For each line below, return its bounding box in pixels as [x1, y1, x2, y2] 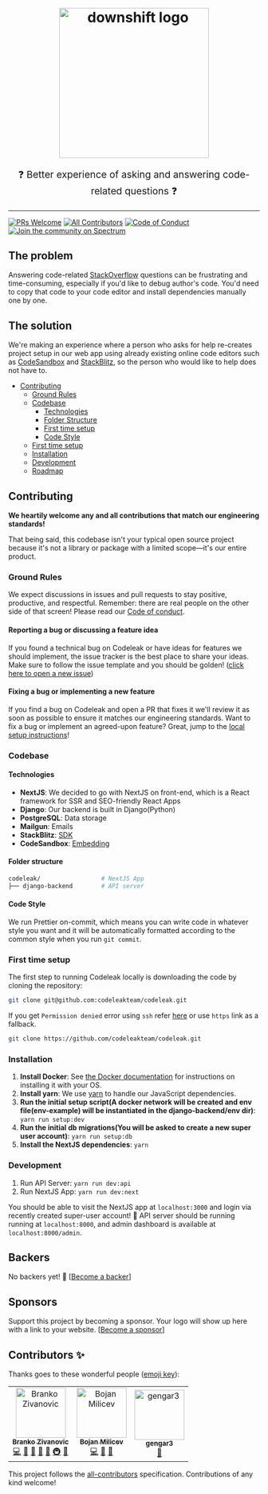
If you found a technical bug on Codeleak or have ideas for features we [8, 643, 242, 652]
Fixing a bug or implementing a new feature [8, 687, 156, 696]
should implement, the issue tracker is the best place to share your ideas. [8, 651, 249, 661]
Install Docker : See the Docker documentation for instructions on [19, 1071, 235, 1082]
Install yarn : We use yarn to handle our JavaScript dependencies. [19, 1089, 237, 1099]
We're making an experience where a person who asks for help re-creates [8, 340, 253, 350]
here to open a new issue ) [8, 668, 94, 678]
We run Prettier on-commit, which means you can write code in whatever [8, 917, 249, 927]
